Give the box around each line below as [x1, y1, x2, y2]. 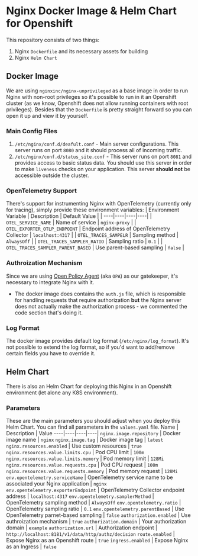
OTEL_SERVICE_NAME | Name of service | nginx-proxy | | [6, 219, 137, 226]
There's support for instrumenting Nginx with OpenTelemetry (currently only [6, 200, 191, 207]
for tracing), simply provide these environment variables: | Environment [6, 206, 179, 214]
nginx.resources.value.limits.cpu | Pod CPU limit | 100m [6, 449, 145, 456]
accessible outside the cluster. [14, 172, 89, 179]
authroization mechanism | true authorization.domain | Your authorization [6, 518, 187, 525]
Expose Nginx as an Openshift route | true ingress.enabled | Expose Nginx [6, 537, 189, 544]
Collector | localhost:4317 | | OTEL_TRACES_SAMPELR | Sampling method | [6, 232, 179, 239]
